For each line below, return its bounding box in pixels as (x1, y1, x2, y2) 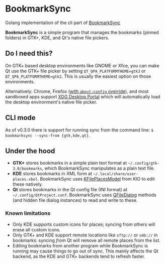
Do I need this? (5, 49, 53, 58)
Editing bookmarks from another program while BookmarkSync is (12, 242, 148, 248)
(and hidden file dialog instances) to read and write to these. (12, 197, 138, 203)
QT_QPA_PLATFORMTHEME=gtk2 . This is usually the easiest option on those (5, 73, 151, 79)
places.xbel (12, 177, 38, 182)
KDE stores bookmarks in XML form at (12, 171, 92, 177)
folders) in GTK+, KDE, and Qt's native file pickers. (5, 35, 110, 41)
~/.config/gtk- (128, 161, 160, 166)
